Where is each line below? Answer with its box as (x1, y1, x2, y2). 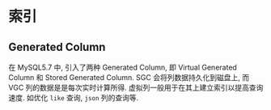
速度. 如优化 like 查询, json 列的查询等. (8, 93, 139, 102)
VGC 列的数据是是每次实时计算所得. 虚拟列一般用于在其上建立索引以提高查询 (8, 82, 264, 92)
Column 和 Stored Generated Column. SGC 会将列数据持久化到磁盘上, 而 (8, 73, 249, 82)
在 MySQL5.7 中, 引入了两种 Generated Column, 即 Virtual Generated (8, 62, 237, 72)
